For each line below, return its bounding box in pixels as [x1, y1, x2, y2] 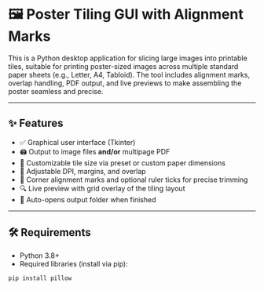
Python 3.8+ [19, 251, 60, 260]
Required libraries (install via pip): [19, 259, 128, 268]
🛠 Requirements [8, 226, 92, 239]
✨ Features [8, 117, 64, 130]
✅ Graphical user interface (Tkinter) [19, 137, 136, 147]
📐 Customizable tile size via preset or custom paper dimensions [19, 158, 226, 168]
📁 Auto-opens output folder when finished [19, 194, 156, 204]
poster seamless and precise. [8, 86, 104, 96]
